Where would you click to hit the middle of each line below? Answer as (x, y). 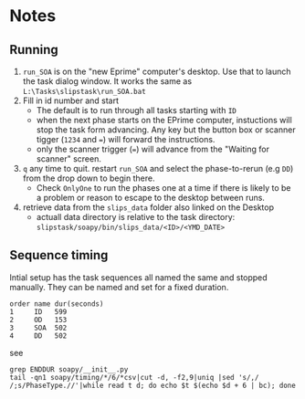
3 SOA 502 (38, 328)
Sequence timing (59, 255)
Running (34, 50)
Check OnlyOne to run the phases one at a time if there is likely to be (163, 188)
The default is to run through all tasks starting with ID (137, 110)
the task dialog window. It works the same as (107, 81)
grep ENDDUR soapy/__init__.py (69, 369)
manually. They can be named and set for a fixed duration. (119, 287)
